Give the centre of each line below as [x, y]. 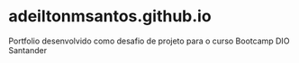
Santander [27, 50]
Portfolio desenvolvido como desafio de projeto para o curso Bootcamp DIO [149, 41]
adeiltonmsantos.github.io [110, 16]
